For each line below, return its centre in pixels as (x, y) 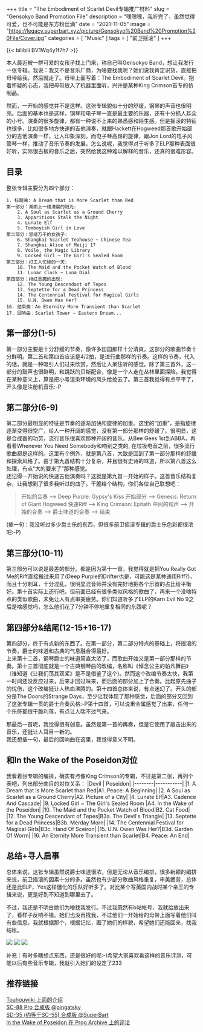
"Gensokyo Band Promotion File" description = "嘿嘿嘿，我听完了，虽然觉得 (101, 16)
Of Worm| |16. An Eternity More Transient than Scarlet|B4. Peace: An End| (98, 835)
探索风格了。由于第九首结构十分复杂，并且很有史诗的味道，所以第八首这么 (104, 461)
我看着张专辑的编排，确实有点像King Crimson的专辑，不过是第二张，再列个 (100, 776)
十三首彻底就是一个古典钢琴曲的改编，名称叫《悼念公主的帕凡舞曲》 (105, 666)
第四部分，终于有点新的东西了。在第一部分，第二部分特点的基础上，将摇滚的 (101, 643)
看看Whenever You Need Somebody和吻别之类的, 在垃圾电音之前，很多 (95, 446)
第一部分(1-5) (31, 333)
